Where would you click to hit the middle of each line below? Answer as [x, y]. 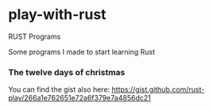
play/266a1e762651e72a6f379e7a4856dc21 [79, 98]
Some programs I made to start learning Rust [81, 51]
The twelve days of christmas [67, 72]
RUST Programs [35, 36]
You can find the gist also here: [59, 89]
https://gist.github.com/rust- [158, 89]
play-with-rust [57, 15]
